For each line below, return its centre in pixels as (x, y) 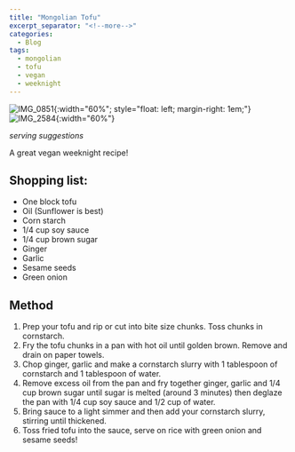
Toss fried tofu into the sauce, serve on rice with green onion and (142, 431)
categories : (31, 34)
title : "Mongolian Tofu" (55, 17)
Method (32, 305)
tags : (19, 51)
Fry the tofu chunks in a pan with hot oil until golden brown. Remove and (155, 345)
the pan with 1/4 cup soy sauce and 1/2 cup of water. (119, 402)
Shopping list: (49, 181)
